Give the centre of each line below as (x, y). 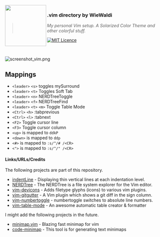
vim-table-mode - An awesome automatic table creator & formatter (79, 205)
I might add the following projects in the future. (52, 215)
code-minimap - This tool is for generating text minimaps (69, 229)
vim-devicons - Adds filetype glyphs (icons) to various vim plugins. (79, 190)
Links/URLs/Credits (25, 159)
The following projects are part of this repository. (54, 170)
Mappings (21, 74)
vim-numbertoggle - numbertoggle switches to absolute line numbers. (82, 200)
